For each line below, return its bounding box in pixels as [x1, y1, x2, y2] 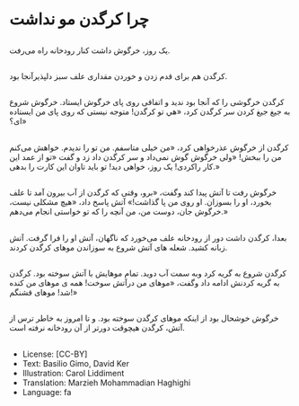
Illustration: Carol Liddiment [22, 367, 125, 378]
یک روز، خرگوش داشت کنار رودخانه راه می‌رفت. [9, 45, 171, 56]
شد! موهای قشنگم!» [9, 287, 78, 297]
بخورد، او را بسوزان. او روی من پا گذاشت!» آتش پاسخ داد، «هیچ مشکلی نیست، [9, 197, 272, 207]
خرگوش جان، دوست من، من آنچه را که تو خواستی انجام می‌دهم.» [9, 207, 229, 217]
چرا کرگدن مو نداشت [9, 9, 150, 30]
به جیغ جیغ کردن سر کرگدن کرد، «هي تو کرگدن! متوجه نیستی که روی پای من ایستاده [9, 106, 291, 117]
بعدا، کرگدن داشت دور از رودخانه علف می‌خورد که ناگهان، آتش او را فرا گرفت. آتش [9, 232, 287, 243]
